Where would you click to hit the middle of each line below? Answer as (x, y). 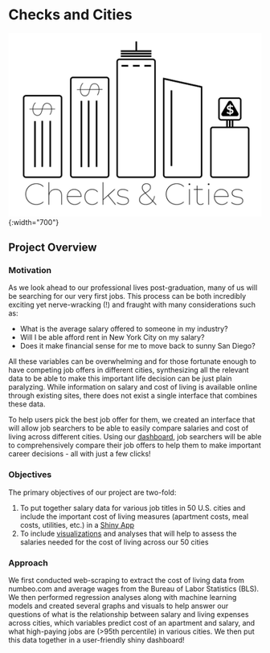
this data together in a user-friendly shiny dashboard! (96, 639)
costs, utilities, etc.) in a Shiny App (77, 524)
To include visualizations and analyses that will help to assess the (128, 533)
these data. (27, 404)
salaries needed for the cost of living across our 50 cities (114, 542)
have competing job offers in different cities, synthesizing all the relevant (129, 370)
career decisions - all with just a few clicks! (80, 454)
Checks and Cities (70, 15)
